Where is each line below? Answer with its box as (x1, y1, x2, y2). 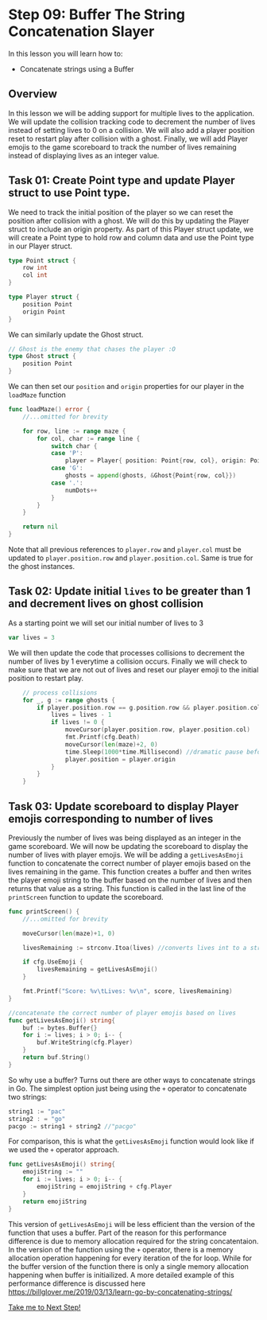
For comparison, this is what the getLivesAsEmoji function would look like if (8, 1136, 254, 1147)
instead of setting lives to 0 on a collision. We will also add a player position (8, 125, 255, 134)
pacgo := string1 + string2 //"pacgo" (8, 1122, 137, 1131)
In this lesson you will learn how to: (8, 49, 123, 58)
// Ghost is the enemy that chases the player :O (8, 345, 176, 353)
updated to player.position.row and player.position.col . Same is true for (8, 553, 253, 563)
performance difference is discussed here (8, 1279, 145, 1288)
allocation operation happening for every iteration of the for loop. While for (8, 1253, 253, 1263)
